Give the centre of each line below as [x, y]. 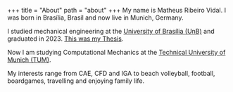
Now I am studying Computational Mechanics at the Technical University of [116, 52]
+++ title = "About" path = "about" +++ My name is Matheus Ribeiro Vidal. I [117, 10]
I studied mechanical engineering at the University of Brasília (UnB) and [111, 31]
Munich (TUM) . [29, 60]
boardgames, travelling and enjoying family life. [76, 81]
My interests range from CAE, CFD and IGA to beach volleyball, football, [111, 73]
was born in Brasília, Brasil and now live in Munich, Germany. [95, 18]
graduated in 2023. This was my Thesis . [65, 39]
